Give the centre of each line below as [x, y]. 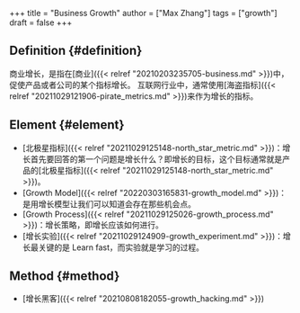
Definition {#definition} [76, 51]
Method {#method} [65, 277]
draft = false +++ [41, 22]
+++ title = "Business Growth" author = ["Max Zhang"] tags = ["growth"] [143, 13]
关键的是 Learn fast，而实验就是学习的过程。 [121, 247]
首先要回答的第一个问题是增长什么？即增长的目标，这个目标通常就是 [156, 159]
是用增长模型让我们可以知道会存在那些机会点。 [109, 204]
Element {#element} [67, 125]
